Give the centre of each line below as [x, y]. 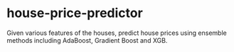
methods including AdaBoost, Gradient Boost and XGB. [87, 40]
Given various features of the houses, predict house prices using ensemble [117, 33]
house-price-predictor [75, 13]
